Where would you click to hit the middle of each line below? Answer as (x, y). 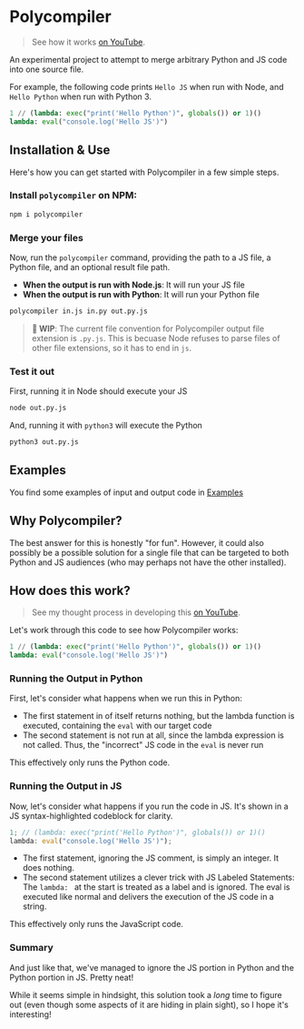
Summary (32, 948)
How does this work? (70, 590)
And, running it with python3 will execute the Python (106, 426)
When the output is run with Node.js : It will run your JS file (133, 285)
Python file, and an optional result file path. (90, 267)
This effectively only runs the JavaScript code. (97, 924)
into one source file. (47, 69)
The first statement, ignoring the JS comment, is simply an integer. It (151, 858)
